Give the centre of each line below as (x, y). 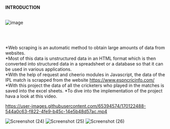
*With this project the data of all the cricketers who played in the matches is (85, 85)
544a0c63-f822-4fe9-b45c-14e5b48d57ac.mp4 (56, 111)
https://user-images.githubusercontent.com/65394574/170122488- (76, 106)
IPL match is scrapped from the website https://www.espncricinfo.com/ (80, 80)
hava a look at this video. (31, 96)
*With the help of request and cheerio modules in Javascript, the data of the (85, 75)
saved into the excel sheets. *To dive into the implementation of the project (84, 91)
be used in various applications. (39, 69)
